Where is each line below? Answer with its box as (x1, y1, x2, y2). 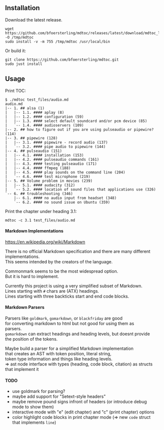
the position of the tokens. (5, 336, 58, 342)
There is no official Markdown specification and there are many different (5, 248, 150, 254)
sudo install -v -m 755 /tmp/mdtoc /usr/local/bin (5, 39, 110, 44)
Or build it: (5, 47, 26, 53)
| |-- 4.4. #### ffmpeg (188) (5, 166, 71, 171)
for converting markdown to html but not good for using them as (5, 321, 134, 326)
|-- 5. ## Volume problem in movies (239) (5, 178, 93, 183)
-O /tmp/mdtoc (5, 35, 34, 40)
